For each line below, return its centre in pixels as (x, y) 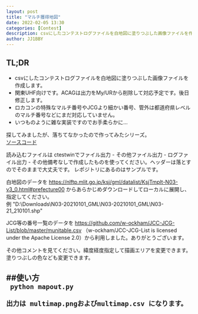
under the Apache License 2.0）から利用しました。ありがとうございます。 (97, 237)
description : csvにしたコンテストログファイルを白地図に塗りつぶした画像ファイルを (98, 34)
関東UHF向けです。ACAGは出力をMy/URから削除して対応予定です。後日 (102, 93)
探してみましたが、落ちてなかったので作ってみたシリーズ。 (78, 135)
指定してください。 (29, 197)
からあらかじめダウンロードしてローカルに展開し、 (128, 189)
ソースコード (22, 142)
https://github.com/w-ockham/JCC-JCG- (125, 223)
